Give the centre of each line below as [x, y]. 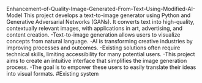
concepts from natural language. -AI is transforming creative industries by [99, 41]
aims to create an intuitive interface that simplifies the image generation [97, 61]
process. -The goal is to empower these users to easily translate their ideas [101, 67]
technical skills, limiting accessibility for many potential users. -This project [101, 54]
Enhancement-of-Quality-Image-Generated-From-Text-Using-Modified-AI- [101, 9]
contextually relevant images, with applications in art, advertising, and [94, 28]
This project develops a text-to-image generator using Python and [107, 15]
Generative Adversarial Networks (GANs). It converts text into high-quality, [100, 22]
